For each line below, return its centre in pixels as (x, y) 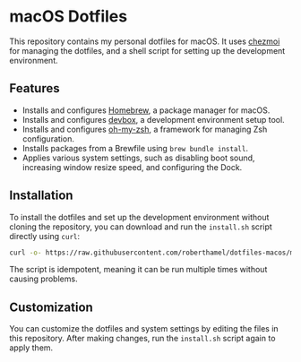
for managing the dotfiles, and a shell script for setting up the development (147, 50)
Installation (41, 196)
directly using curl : (45, 236)
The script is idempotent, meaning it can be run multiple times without (138, 270)
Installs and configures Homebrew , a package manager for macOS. (146, 110)
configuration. (48, 138)
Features (34, 88)
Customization (52, 307)
